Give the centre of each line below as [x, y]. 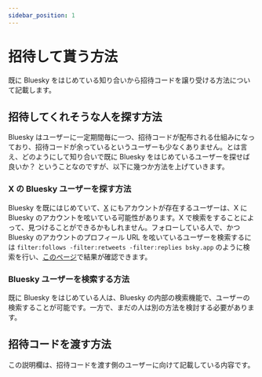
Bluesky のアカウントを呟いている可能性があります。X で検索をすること [124, 218]
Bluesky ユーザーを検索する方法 [69, 279]
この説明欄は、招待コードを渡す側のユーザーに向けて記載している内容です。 [131, 364]
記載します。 [35, 90]
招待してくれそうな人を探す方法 [85, 117]
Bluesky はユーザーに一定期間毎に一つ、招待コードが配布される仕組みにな [128, 137]
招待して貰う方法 [63, 57]
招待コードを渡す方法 [60, 344]
